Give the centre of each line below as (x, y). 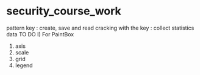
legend (24, 65)
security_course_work (64, 11)
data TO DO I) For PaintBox (40, 34)
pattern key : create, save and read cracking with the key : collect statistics (100, 28)
